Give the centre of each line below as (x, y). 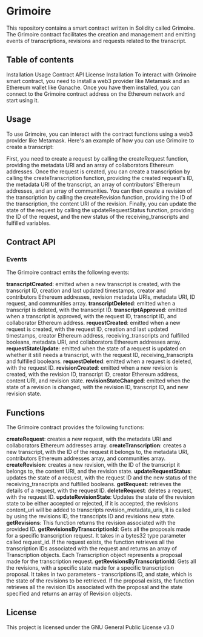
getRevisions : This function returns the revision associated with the (91, 523)
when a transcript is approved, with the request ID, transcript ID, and (92, 316)
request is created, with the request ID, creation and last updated (87, 329)
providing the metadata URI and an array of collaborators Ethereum (90, 165)
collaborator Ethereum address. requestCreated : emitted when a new (93, 323)
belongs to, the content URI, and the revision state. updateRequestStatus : (99, 472)
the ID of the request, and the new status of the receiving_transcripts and (98, 216)
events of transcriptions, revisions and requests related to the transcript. (96, 41)
